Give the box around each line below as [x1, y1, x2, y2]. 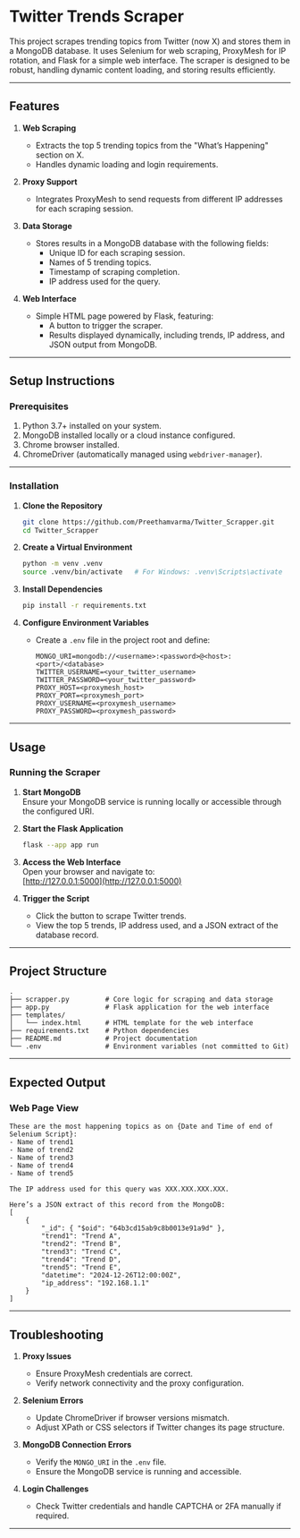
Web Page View [9, 1101, 79, 1114]
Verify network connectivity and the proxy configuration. [35, 1377, 245, 1388]
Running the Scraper [9, 766, 101, 779]
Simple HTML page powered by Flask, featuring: [35, 311, 214, 321]
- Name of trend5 [9, 1169, 74, 1178]
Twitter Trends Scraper [9, 6, 185, 27]
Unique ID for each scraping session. [48, 247, 186, 258]
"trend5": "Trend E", [41, 1263, 122, 1272]
